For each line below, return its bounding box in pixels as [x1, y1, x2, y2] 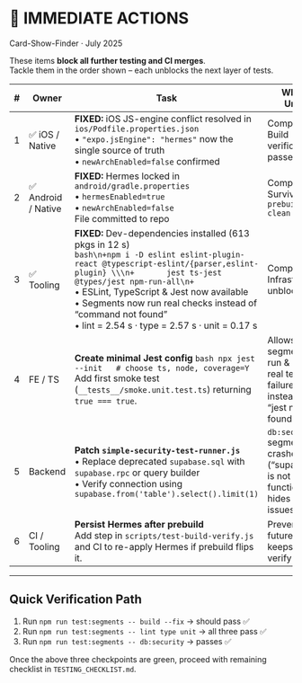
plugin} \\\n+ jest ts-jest [74, 267, 222, 278]
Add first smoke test [74, 372, 160, 385]
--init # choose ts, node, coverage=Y [74, 363, 250, 373]
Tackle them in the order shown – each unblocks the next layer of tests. [9, 65, 274, 75]
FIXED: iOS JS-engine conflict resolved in [74, 112, 252, 125]
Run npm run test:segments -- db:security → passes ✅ [22, 635, 232, 646]
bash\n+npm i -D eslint [74, 249, 177, 260]
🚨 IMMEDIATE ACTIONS [9, 8, 190, 29]
